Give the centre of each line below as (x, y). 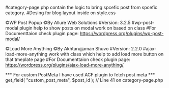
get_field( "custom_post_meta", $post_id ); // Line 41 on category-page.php (84, 80)
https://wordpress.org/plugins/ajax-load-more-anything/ (64, 65)
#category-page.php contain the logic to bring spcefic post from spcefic (81, 7)
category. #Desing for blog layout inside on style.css (61, 13)
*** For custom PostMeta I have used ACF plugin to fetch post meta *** (80, 75)
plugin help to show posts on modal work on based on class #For (88, 28)
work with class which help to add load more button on (106, 54)
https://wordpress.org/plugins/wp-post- (122, 33)
